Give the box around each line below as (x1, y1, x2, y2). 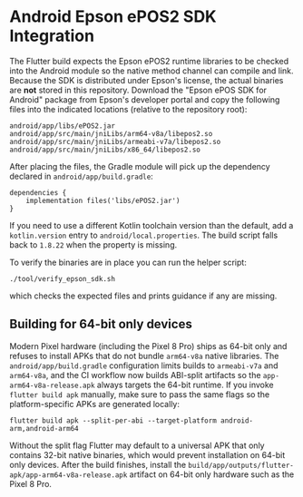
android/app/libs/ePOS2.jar (9, 121, 116, 131)
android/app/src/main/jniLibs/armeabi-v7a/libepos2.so (9, 137, 221, 146)
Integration (9, 25, 95, 46)
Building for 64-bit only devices (9, 317, 192, 332)
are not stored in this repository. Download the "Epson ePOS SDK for (9, 84, 268, 95)
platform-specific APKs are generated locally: (9, 398, 180, 409)
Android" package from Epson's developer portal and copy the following (9, 93, 280, 105)
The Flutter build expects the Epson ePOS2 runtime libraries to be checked (9, 55, 288, 66)
